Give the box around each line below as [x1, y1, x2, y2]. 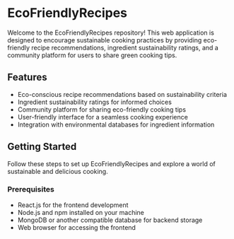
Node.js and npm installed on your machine [17, 208, 145, 216]
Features [7, 71, 47, 83]
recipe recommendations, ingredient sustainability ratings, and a [31, 43, 219, 52]
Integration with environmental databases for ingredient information [17, 120, 215, 129]
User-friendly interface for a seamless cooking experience [17, 112, 189, 121]
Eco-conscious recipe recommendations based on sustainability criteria [17, 90, 228, 98]
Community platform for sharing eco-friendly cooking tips [17, 105, 186, 114]
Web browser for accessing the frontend [17, 223, 136, 231]
